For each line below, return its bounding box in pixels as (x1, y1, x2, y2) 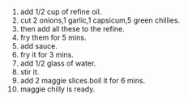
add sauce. (19, 41, 58, 51)
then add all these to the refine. (19, 24, 126, 33)
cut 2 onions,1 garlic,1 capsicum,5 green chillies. (19, 15, 181, 25)
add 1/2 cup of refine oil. (19, 7, 102, 16)
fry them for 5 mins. (19, 32, 87, 42)
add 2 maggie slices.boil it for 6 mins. (19, 76, 146, 85)
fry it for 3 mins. (19, 50, 75, 59)
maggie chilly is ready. (19, 84, 96, 94)
